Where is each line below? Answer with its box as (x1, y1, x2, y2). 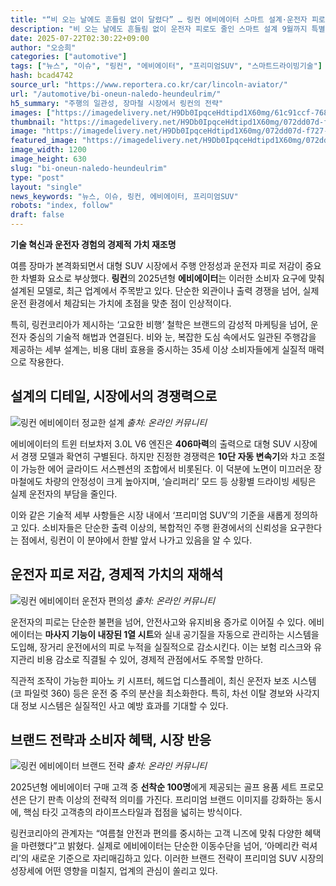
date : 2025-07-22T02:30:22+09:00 (10, 33, 150, 43)
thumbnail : (10, 117, 56, 127)
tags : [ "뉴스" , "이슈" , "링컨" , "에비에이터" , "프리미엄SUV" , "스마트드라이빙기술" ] (10, 61, 323, 71)
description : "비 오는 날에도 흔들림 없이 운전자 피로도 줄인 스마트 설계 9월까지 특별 (10, 24, 326, 34)
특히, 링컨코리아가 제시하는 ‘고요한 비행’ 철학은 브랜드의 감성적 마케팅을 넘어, (10, 319, 308, 330)
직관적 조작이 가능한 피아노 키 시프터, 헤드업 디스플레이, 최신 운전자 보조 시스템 (10, 674, 317, 686)
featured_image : (10, 136, 78, 146)
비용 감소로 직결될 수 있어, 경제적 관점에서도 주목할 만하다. (36, 653, 264, 665)
